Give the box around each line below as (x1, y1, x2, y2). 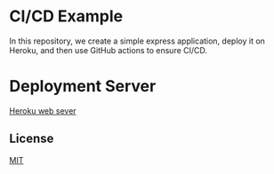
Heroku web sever (9, 105, 77, 116)
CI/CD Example (9, 6, 123, 27)
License (9, 131, 54, 146)
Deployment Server (9, 76, 157, 97)
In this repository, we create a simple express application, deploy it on (9, 36, 265, 46)
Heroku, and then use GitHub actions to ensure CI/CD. (9, 44, 207, 55)
